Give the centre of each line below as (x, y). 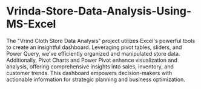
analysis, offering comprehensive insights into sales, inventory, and (90, 66)
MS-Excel (31, 24)
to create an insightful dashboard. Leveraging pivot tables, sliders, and (94, 47)
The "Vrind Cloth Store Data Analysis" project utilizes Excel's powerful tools (101, 41)
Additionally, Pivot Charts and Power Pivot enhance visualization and (92, 60)
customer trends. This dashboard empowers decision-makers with (89, 73)
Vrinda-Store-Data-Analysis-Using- (99, 11)
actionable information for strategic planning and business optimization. (96, 79)
